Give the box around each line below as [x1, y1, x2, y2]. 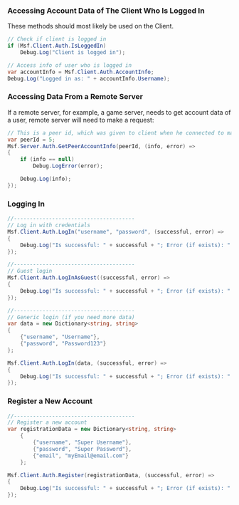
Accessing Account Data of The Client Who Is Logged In [7, 6, 205, 16]
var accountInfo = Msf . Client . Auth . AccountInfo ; [7, 68, 154, 76]
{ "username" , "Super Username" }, [33, 439, 132, 447]
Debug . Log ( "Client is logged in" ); [20, 49, 126, 56]
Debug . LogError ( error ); [33, 162, 103, 170]
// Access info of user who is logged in [7, 61, 132, 69]
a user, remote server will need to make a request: [7, 115, 154, 124]
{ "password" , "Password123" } [20, 340, 107, 348]
